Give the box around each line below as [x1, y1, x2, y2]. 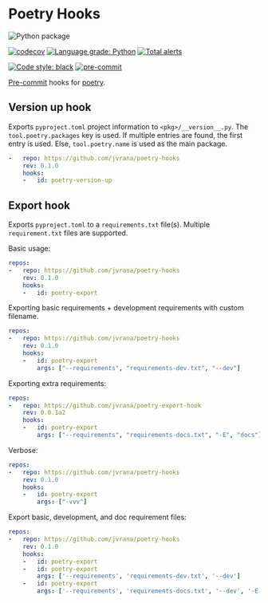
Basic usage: [8, 244, 51, 254]
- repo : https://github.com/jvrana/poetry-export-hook [8, 401, 202, 409]
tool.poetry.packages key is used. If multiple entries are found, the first [8, 130, 243, 140]
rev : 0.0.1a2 [22, 408, 66, 417]
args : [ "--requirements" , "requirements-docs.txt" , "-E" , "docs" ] [37, 432, 262, 439]
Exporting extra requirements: [8, 378, 106, 388]
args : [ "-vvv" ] [37, 498, 88, 506]
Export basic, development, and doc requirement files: [8, 512, 187, 522]
